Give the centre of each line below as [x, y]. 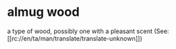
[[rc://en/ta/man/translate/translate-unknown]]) [75, 38]
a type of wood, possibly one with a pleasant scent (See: [88, 31]
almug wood [43, 12]
